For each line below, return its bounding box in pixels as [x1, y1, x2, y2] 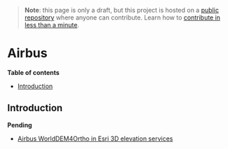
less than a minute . [24, 21, 79, 29]
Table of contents [7, 68, 60, 76]
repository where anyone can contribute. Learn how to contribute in [24, 13, 221, 22]
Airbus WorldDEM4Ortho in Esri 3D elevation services [17, 134, 173, 143]
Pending [7, 120, 33, 129]
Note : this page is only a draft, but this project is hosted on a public [24, 6, 220, 14]
